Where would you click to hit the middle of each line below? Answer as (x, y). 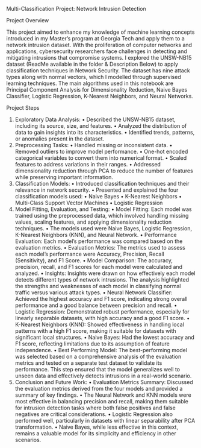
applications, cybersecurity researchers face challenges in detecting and (97, 51)
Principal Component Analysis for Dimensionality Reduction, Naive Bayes (97, 90)
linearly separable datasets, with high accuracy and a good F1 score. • (102, 318)
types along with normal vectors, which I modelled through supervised (94, 77)
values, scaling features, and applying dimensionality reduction (93, 222)
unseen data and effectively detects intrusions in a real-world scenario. (103, 376)
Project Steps (23, 108)
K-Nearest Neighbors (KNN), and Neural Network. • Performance (96, 235)
